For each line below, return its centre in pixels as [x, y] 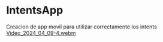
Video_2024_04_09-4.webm [41, 33]
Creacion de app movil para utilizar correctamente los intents [81, 27]
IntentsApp [35, 10]
